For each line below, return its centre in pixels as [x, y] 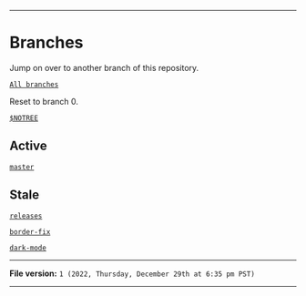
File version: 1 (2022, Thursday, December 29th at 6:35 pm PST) [132, 273]
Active [28, 146]
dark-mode [28, 248]
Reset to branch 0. [44, 101]
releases [26, 216]
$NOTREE [24, 118]
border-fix [30, 232]
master [22, 167]
